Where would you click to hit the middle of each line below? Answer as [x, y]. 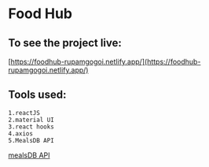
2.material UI [31, 120]
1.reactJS [24, 113]
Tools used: [37, 95]
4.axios [21, 134]
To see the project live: [65, 43]
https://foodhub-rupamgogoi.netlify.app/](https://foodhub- [106, 61]
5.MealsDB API [31, 140]
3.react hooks [31, 127]
